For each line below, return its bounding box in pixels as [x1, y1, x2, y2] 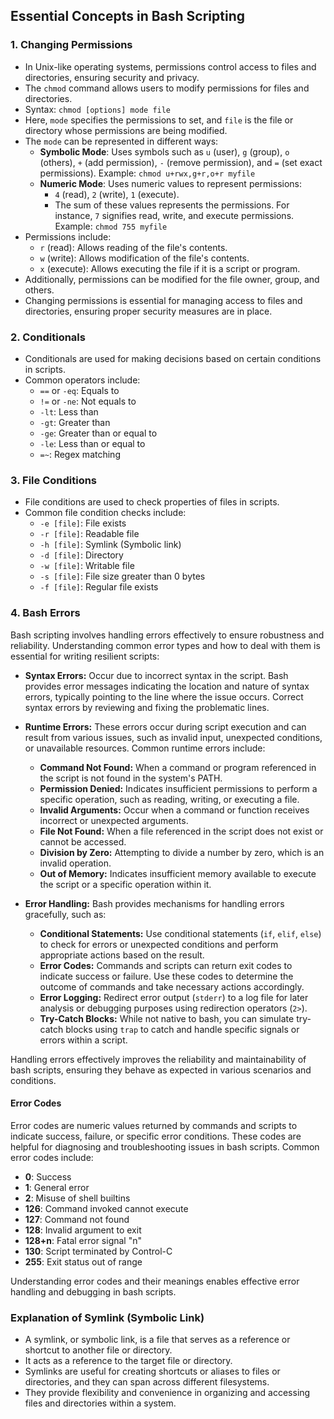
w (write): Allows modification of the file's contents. [39, 252, 250, 264]
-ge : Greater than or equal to [39, 427, 158, 439]
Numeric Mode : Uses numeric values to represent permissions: [39, 177, 303, 189]
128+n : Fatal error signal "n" [24, 1234, 143, 1246]
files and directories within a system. [24, 1397, 177, 1409]
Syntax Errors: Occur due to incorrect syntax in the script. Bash [24, 669, 289, 681]
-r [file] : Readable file [39, 528, 140, 540]
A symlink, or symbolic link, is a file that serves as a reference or [24, 1334, 291, 1346]
